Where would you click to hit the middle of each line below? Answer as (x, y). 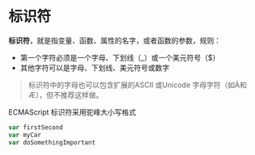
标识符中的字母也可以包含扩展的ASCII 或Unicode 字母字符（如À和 (137, 85)
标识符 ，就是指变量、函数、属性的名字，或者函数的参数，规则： (115, 40)
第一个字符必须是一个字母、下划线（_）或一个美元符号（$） (120, 57)
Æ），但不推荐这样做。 (66, 94)
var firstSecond (36, 127)
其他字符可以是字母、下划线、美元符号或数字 (95, 67)
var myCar (25, 135)
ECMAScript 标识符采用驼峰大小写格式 (72, 112)
